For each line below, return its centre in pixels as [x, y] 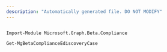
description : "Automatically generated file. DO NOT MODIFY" [84, 12]
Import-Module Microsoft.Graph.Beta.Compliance [67, 33]
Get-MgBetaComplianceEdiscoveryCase [52, 43]
